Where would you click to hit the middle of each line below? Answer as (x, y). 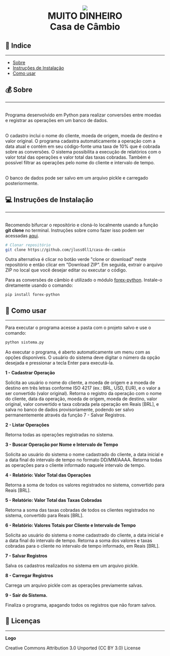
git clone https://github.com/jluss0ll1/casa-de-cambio (65, 250)
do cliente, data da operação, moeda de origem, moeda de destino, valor (81, 399)
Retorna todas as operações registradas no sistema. (59, 434)
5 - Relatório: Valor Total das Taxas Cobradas (54, 500)
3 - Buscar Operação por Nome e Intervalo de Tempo (62, 444)
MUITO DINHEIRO (85, 16)
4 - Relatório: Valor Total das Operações (48, 475)
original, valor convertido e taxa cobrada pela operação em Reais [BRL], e (82, 404)
